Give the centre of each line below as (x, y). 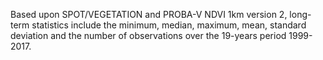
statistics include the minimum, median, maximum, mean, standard (169, 25)
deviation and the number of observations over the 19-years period (148, 35)
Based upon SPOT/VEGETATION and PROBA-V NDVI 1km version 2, (149, 14)
